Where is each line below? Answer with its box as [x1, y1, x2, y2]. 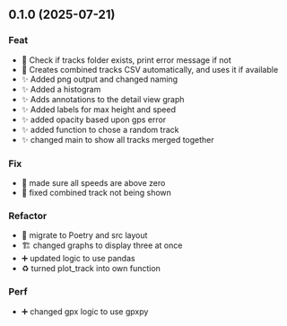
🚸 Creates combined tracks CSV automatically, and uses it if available [21, 64, 279, 75]
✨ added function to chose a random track [21, 124, 179, 135]
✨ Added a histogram [21, 84, 101, 94]
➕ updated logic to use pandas [21, 253, 135, 264]
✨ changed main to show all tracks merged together [21, 134, 214, 145]
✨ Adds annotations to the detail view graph [21, 93, 185, 104]
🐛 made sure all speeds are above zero [21, 177, 166, 188]
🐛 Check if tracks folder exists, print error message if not [21, 54, 231, 66]
